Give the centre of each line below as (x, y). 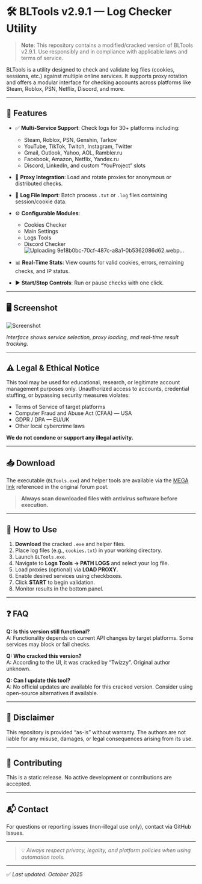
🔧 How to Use (32, 529)
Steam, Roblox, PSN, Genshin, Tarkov (70, 140)
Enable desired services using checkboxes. (69, 576)
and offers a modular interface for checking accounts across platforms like (99, 82)
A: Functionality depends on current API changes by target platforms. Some (100, 637)
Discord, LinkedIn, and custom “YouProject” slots (85, 165)
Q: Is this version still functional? (48, 631)
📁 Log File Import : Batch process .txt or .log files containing (91, 195)
